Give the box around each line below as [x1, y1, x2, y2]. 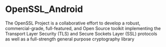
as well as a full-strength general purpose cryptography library [5, 36, 134, 42]
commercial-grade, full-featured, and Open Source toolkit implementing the [5, 25, 161, 31]
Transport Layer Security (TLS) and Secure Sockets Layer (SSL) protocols [5, 30, 157, 36]
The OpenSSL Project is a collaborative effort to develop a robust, [5, 20, 141, 26]
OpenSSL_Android [5, 3, 83, 15]
